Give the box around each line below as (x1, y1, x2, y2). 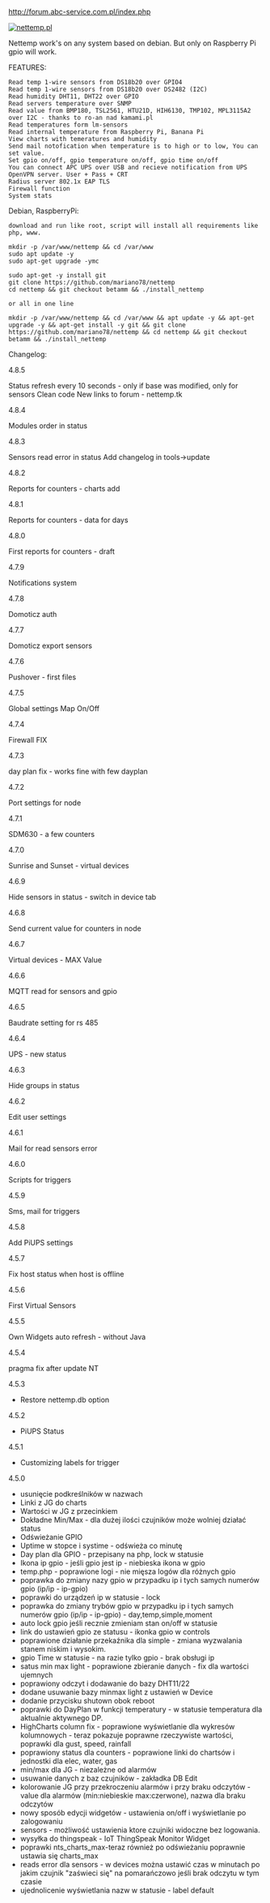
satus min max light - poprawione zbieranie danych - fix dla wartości (19, 1661, 249, 1671)
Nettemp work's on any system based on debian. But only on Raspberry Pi (8, 38, 256, 48)
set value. (8, 149, 45, 157)
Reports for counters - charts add (8, 484, 120, 493)
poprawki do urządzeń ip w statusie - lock (19, 1592, 161, 1602)
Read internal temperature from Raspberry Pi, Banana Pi (8, 128, 205, 136)
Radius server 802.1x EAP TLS (8, 178, 111, 186)
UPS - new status (8, 1049, 67, 1059)
